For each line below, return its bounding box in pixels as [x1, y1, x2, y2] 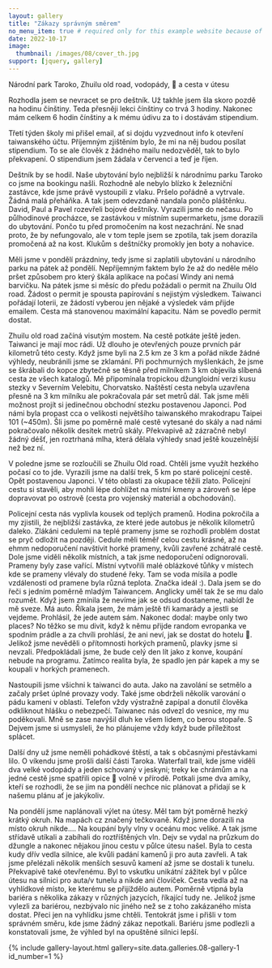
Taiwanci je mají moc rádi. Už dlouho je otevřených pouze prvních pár [8, 339, 241, 349]
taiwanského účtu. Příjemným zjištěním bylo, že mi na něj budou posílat [8, 136, 246, 146]
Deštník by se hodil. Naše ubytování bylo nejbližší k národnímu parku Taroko [8, 170, 263, 179]
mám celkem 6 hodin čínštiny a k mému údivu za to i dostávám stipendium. [8, 112, 259, 122]
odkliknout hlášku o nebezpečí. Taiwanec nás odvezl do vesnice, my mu [8, 706, 249, 715]
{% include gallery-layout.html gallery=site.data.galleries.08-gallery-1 [8, 943, 240, 953]
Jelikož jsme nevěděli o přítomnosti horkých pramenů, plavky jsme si [8, 638, 238, 648]
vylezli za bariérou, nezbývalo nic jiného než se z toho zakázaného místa [8, 901, 252, 910]
